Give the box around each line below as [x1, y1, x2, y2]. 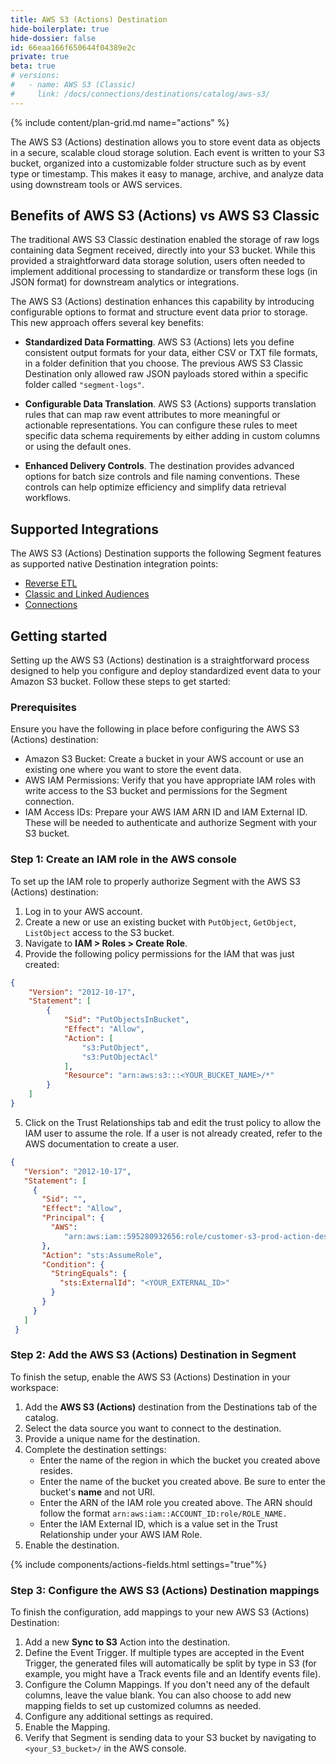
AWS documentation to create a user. [24, 1137, 179, 1150]
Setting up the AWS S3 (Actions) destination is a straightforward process [10, 654, 310, 666]
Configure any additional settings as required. [24, 1711, 213, 1723]
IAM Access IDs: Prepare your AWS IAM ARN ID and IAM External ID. [24, 806, 308, 818]
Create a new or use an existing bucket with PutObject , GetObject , [24, 916, 297, 928]
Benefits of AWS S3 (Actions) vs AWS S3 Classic [10, 207, 320, 225]
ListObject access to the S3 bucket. [24, 926, 175, 938]
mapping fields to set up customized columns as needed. [24, 1700, 262, 1712]
